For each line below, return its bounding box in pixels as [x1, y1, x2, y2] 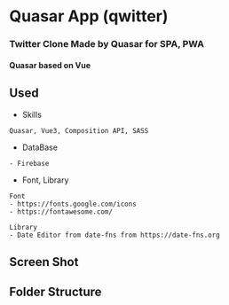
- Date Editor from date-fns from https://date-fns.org [9, 231, 220, 239]
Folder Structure [9, 285, 102, 300]
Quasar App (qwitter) [9, 6, 169, 27]
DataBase [21, 142, 58, 152]
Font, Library [21, 175, 69, 185]
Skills [21, 109, 43, 120]
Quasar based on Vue [9, 59, 91, 70]
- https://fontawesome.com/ [9, 207, 114, 216]
